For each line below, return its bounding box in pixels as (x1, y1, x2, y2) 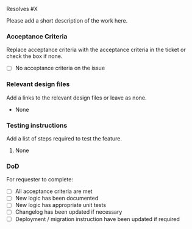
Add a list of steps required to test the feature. (6, 134, 123, 142)
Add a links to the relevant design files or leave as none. (6, 94, 147, 101)
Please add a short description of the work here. (6, 17, 128, 24)
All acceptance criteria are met (15, 187, 93, 195)
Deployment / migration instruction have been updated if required (15, 215, 180, 222)
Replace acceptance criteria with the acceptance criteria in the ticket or (6, 46, 186, 54)
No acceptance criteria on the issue (15, 64, 105, 72)
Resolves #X (6, 5, 38, 12)
